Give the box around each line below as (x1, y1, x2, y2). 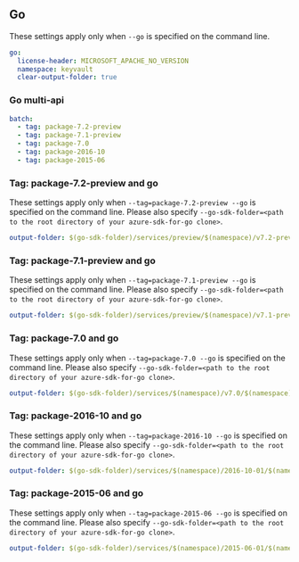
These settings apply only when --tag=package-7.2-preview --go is (9, 197, 256, 208)
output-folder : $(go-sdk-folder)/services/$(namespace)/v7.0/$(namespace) (9, 388, 293, 398)
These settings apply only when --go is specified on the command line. (9, 30, 270, 41)
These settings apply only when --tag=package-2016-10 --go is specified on (9, 430, 287, 441)
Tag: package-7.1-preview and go (9, 254, 156, 267)
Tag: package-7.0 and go (9, 332, 119, 344)
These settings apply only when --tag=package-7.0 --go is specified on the (9, 352, 287, 363)
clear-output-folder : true (17, 73, 117, 82)
